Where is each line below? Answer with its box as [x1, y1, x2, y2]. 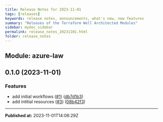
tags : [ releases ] [5, 12, 40, 16]
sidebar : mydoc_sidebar [5, 25, 53, 30]
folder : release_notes [5, 34, 51, 39]
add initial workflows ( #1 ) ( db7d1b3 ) [12, 94, 83, 99]
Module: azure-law [5, 52, 64, 60]
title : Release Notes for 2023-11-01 [5, 7, 81, 12]
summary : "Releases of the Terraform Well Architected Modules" [5, 20, 138, 26]
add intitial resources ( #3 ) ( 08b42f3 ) [12, 98, 86, 104]
